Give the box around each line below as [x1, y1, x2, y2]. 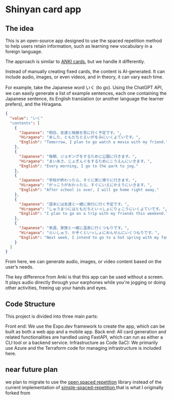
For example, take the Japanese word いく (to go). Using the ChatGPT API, [5, 85, 163, 90]
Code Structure [5, 299, 55, 308]
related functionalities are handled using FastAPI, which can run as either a [5, 334, 163, 341]
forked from [5, 390, 31, 396]
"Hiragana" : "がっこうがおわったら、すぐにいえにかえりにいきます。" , [18, 183, 153, 188]
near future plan [5, 365, 58, 374]
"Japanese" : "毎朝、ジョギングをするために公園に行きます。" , [18, 154, 137, 159]
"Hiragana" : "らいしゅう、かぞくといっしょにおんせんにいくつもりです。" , [18, 230, 160, 235]
